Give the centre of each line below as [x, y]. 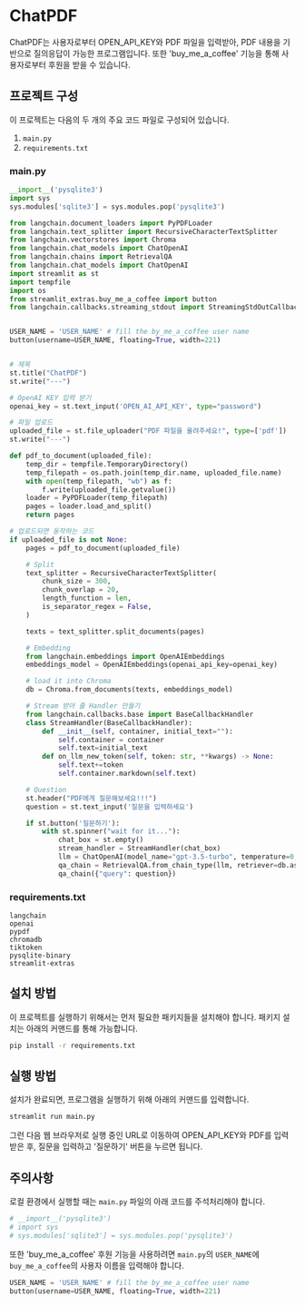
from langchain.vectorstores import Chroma [93, 240]
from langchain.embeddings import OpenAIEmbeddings [125, 656]
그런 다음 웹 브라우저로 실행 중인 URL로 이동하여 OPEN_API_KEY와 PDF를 [141, 1135]
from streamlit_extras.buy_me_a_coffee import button [113, 299]
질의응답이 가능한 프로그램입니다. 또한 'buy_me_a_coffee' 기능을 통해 [156, 53]
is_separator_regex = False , [97, 607]
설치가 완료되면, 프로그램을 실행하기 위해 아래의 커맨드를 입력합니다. [129, 1100]
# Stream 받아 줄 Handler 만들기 [83, 706]
